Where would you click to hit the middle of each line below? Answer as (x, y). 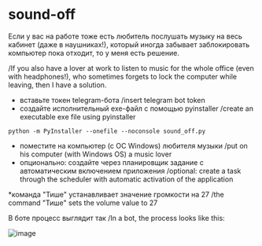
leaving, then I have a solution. (57, 85)
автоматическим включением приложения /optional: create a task (130, 171)
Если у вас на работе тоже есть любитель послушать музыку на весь (125, 36)
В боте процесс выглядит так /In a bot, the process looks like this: (117, 218)
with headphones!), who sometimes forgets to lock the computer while (123, 76)
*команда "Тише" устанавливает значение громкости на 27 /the (116, 194)
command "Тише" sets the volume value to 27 (83, 203)
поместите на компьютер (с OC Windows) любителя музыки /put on (133, 145)
